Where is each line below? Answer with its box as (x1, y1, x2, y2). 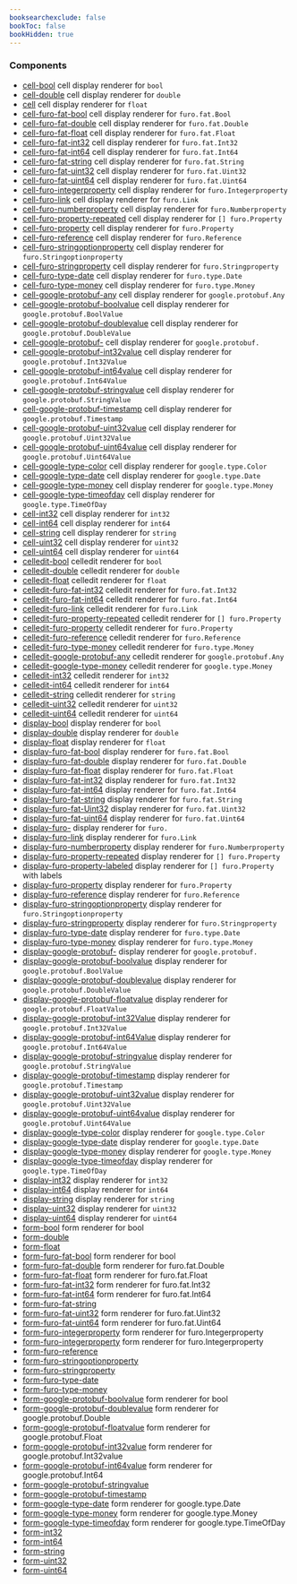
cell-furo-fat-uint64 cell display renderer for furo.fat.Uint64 (21, 175, 248, 185)
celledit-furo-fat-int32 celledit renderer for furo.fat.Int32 (21, 584, 237, 595)
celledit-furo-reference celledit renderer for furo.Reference (21, 632, 242, 642)
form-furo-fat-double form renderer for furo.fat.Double (21, 1260, 225, 1270)
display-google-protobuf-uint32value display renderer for (21, 1089, 235, 1099)
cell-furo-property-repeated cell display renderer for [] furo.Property (21, 212, 283, 224)
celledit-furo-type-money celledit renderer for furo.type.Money (21, 641, 255, 652)
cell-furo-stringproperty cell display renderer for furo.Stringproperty (21, 261, 279, 271)
